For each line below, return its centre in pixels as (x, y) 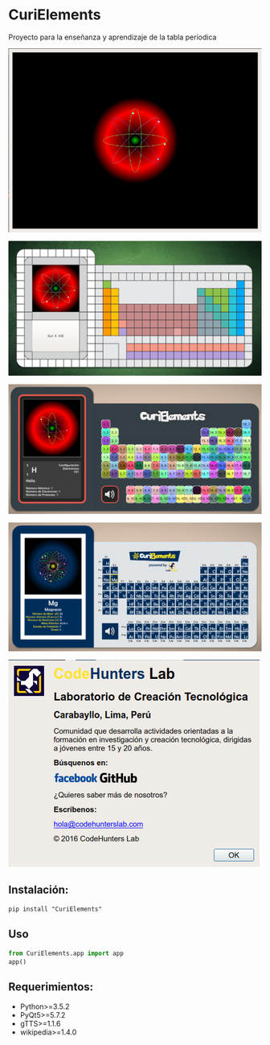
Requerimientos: (51, 987)
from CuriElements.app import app (66, 954)
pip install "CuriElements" (55, 909)
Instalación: (39, 889)
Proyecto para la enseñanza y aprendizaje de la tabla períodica (112, 37)
